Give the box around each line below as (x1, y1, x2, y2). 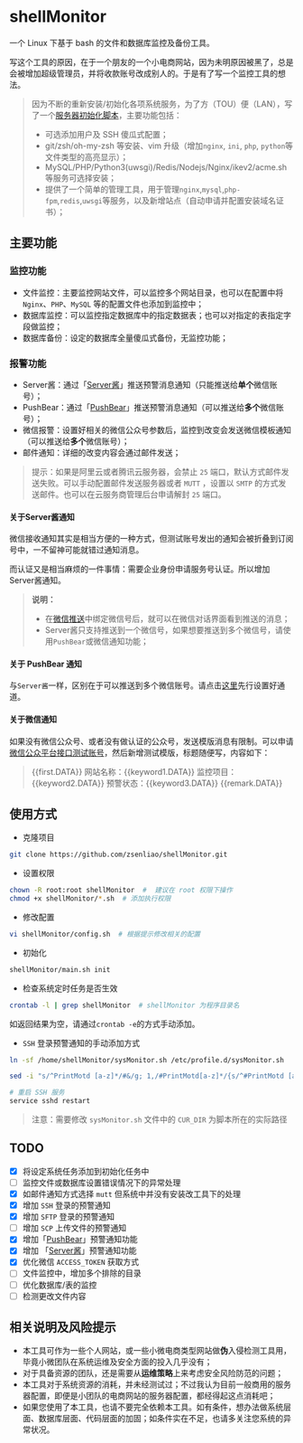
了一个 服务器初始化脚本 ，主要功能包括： (31, 109, 182, 120)
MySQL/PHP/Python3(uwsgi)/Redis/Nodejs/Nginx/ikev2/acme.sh (44, 161, 288, 173)
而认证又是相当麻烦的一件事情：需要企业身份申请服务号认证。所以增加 (9, 563, 271, 575)
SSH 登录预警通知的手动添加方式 (22, 1037, 141, 1048)
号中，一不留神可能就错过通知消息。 (9, 544, 144, 555)
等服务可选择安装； (44, 172, 117, 183)
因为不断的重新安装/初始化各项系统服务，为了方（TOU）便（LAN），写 (31, 98, 293, 109)
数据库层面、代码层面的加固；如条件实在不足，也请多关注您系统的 (38, 1413, 284, 1424)
